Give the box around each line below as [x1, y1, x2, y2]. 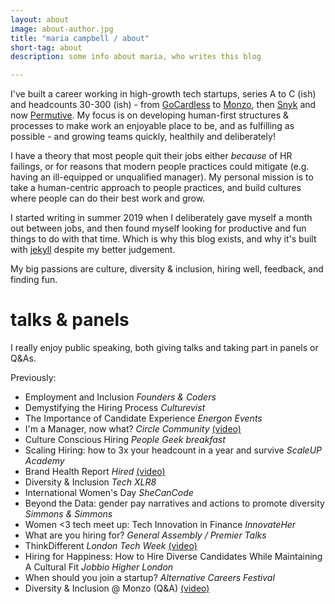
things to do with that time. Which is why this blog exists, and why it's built [10, 233, 317, 245]
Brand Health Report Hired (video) [24, 466, 166, 478]
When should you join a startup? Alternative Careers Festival [24, 572, 275, 584]
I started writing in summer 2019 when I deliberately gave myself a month [10, 212, 313, 224]
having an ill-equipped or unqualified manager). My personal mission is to [10, 171, 314, 183]
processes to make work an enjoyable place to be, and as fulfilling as [10, 120, 295, 132]
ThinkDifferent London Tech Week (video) [24, 540, 198, 552]
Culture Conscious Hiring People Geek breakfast [24, 434, 226, 446]
